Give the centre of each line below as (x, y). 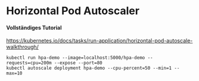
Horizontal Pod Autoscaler (73, 11)
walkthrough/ (22, 47)
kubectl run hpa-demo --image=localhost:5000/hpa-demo (76, 58)
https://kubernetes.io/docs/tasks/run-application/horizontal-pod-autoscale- (99, 41)
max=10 (14, 73)
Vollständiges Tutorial (34, 27)
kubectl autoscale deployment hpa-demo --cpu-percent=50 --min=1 (89, 68)
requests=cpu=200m (29, 63)
